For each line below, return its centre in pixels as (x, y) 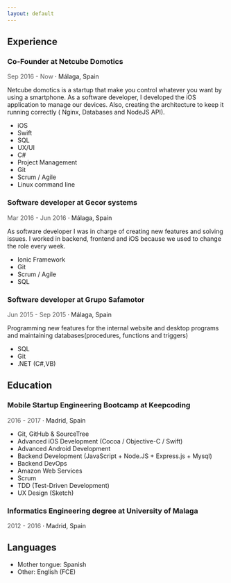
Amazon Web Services (50, 471)
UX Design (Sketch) (45, 493)
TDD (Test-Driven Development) (63, 485)
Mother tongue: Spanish (52, 564)
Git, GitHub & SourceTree (53, 434)
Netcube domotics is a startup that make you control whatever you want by (114, 90)
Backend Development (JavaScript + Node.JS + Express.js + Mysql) (115, 456)
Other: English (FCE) (46, 572)
